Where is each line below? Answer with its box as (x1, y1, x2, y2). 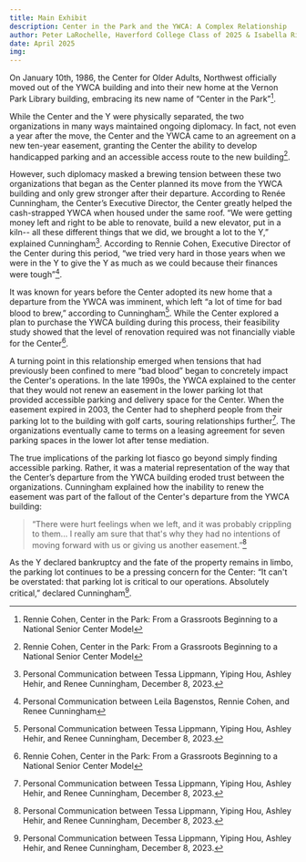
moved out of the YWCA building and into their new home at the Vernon (9, 82, 279, 93)
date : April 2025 (9, 38, 76, 48)
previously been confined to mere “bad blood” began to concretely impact (9, 366, 289, 377)
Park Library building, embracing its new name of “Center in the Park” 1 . (9, 92, 276, 104)
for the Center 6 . (9, 337, 69, 349)
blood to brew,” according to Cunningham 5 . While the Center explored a (9, 306, 280, 318)
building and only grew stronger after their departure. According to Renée (9, 188, 286, 199)
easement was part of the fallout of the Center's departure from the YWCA (9, 491, 290, 502)
